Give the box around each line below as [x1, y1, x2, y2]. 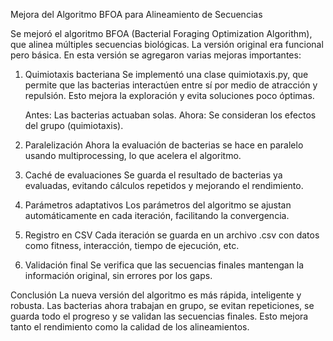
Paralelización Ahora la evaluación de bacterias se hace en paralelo [24, 139, 304, 151]
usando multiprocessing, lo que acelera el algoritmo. [24, 150, 242, 161]
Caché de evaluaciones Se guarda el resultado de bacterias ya [24, 169, 283, 181]
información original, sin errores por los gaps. [24, 270, 213, 281]
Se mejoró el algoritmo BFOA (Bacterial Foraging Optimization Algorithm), [10, 28, 313, 39]
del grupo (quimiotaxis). [24, 120, 124, 131]
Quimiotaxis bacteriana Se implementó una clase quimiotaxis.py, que [24, 69, 309, 80]
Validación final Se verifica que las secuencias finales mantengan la [24, 259, 305, 271]
